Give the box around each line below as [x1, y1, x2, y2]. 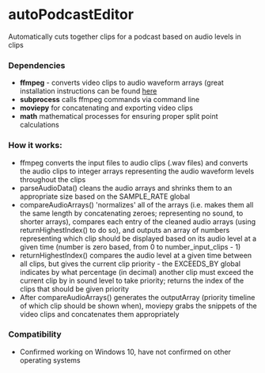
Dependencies [8, 59, 66, 70]
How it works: [8, 140, 62, 151]
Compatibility [8, 329, 62, 340]
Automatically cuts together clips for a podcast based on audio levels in [8, 32, 241, 41]
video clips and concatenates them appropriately [19, 309, 180, 318]
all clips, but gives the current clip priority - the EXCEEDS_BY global [19, 259, 241, 268]
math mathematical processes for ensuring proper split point [19, 112, 218, 121]
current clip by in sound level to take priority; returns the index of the [19, 276, 244, 285]
